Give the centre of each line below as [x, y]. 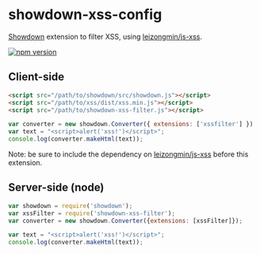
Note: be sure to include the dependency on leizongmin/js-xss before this [128, 154]
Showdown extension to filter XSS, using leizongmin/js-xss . [105, 37]
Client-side [36, 77]
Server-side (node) [56, 188]
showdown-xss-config [85, 15]
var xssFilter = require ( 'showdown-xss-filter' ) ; [92, 213]
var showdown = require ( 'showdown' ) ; [71, 206]
